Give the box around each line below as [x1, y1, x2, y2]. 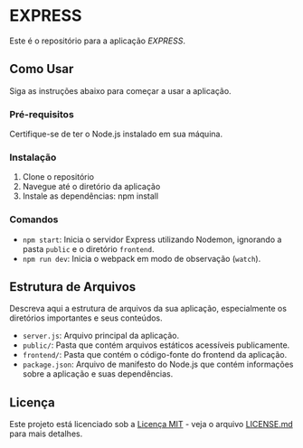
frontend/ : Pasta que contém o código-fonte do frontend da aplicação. [22, 350, 288, 360]
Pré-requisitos [9, 107, 74, 120]
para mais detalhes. [9, 428, 83, 439]
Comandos [9, 213, 59, 226]
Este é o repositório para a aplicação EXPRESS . [9, 35, 186, 46]
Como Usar [9, 61, 74, 77]
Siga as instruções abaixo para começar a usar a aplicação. [9, 85, 232, 96]
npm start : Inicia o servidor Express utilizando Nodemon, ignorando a [22, 234, 282, 245]
